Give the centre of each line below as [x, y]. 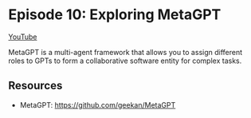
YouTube [23, 37]
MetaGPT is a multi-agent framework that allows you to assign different [125, 52]
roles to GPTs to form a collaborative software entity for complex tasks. [125, 61]
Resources [35, 86]
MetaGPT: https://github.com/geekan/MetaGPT [98, 104]
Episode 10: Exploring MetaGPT [115, 15]
